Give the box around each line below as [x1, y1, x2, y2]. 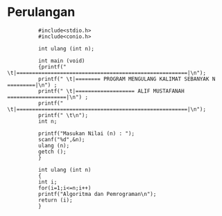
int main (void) [37, 57, 85, 64]
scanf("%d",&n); [37, 136, 85, 143]
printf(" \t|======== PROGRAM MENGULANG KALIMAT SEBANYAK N [37, 75, 216, 82]
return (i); [37, 197, 73, 204]
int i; [37, 178, 58, 186]
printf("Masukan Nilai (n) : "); [37, 129, 135, 137]
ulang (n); [37, 142, 70, 149]
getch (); [37, 148, 67, 155]
